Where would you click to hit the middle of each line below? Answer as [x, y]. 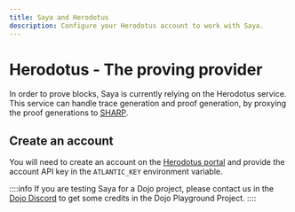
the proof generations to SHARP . [69, 113]
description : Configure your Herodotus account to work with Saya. [137, 26]
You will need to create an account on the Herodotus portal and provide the [147, 162]
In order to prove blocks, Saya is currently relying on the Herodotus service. [148, 94]
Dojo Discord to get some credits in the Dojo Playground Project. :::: [133, 198]
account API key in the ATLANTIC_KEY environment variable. [116, 172]
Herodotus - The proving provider [136, 70]
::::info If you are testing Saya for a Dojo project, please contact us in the [142, 189]
